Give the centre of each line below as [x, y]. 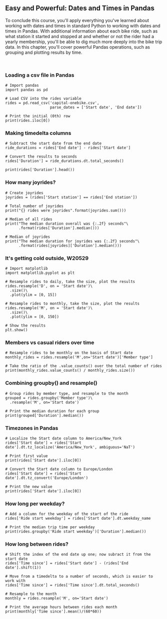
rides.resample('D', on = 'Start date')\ [49, 286]
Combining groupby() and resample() [51, 383]
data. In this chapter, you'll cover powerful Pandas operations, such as [77, 47]
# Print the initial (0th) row [38, 116]
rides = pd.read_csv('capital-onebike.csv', [52, 103]
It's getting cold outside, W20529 [47, 258]
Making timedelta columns [38, 133]
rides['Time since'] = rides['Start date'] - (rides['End [67, 563]
